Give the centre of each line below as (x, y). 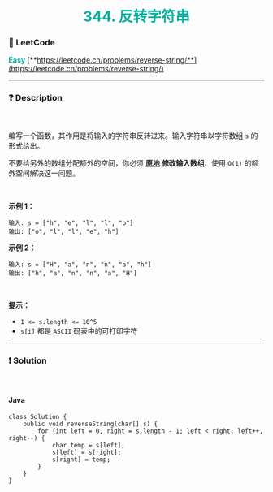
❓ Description (35, 98)
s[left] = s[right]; (87, 453)
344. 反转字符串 (136, 17)
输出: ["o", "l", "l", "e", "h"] (64, 231)
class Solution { (38, 417)
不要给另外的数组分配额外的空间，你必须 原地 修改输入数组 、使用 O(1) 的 (130, 162)
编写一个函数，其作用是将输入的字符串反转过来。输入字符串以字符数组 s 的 (133, 136)
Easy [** (23, 60)
